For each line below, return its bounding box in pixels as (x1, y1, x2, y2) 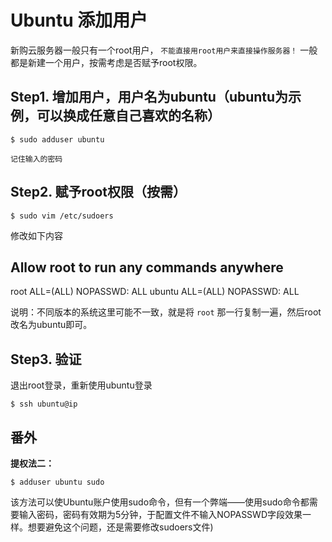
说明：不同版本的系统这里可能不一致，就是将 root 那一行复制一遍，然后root (10, 306, 322, 318)
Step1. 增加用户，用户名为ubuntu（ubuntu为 (10, 89, 289, 106)
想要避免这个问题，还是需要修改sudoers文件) (27, 521, 214, 533)
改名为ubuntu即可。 (10, 319, 93, 331)
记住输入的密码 (10, 154, 63, 164)
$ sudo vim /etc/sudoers (10, 211, 114, 221)
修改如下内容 (10, 229, 63, 241)
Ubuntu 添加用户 (10, 9, 148, 32)
